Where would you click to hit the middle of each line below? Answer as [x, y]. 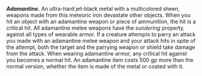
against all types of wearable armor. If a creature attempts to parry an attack [101, 34]
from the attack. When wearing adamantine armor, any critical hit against [97, 53]
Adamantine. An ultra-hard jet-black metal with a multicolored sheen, [93, 9]
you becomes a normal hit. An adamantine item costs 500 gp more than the [100, 60]
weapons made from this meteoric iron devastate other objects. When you [99, 15]
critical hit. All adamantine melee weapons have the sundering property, [96, 28]
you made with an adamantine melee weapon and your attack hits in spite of [101, 41]
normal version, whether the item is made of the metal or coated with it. [95, 66]
